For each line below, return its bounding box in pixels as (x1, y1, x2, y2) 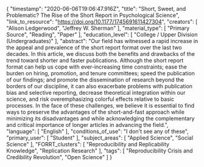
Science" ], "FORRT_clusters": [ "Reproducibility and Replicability (6, 141, 169, 148)
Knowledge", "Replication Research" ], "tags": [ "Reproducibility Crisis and (6, 147, 193, 154)
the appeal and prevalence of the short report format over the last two (6, 44, 182, 51)
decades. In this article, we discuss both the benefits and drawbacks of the (6, 50, 195, 57)
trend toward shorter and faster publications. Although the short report (6, 57, 184, 64)
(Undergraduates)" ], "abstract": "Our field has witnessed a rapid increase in (6, 38, 199, 44)
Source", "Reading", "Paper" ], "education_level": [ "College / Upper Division (6, 31, 198, 38)
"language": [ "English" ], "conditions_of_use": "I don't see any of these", (6, 128, 189, 135)
